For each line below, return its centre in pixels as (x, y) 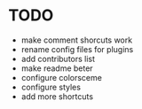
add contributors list (58, 58)
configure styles (51, 87)
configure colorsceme (62, 77)
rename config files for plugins (77, 49)
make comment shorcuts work (77, 40)
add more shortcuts (57, 96)
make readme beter (57, 68)
